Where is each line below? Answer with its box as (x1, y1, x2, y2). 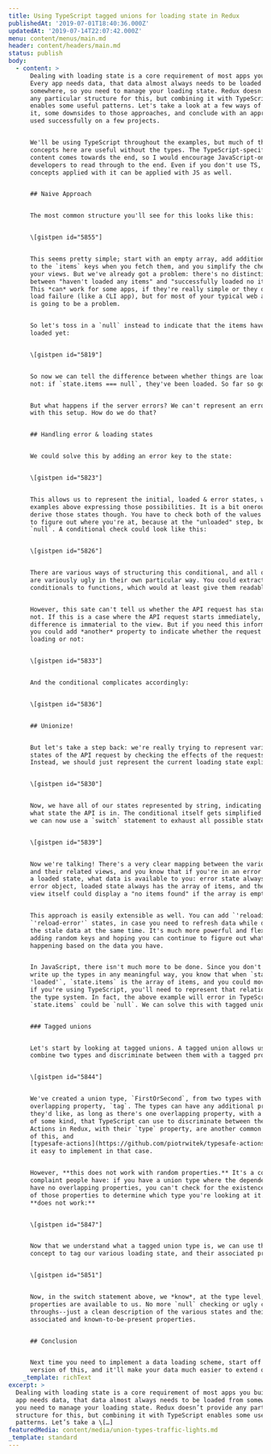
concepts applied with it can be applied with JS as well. (29, 169, 232, 177)
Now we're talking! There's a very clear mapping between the (29, 860, 244, 868)
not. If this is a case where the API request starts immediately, (29, 612, 262, 621)
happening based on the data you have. (29, 942, 164, 950)
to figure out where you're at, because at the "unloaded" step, (29, 518, 254, 526)
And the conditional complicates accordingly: (29, 679, 190, 687)
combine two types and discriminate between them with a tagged (29, 1051, 251, 1059)
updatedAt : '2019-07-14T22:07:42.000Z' (8, 27, 143, 35)
